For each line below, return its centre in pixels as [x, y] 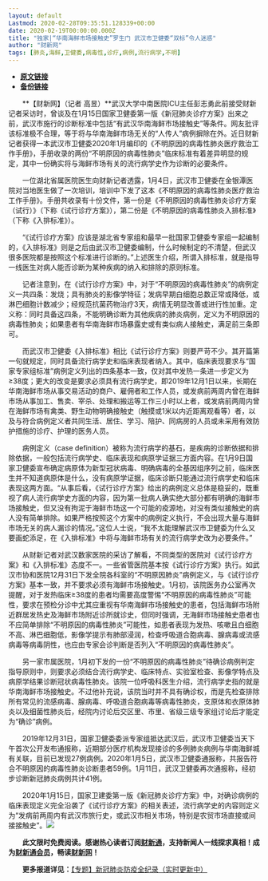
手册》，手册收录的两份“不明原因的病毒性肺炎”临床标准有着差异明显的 [128, 153]
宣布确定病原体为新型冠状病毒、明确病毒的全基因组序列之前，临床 [144, 468]
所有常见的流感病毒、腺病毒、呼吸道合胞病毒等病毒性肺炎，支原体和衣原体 [130, 701]
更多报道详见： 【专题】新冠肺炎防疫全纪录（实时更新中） [115, 869]
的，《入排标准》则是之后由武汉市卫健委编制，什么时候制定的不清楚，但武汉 [132, 247]
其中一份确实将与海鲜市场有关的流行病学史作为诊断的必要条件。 [127, 163]
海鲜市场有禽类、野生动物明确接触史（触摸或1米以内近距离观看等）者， [132, 411]
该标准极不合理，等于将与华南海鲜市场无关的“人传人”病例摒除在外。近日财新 [134, 133]
